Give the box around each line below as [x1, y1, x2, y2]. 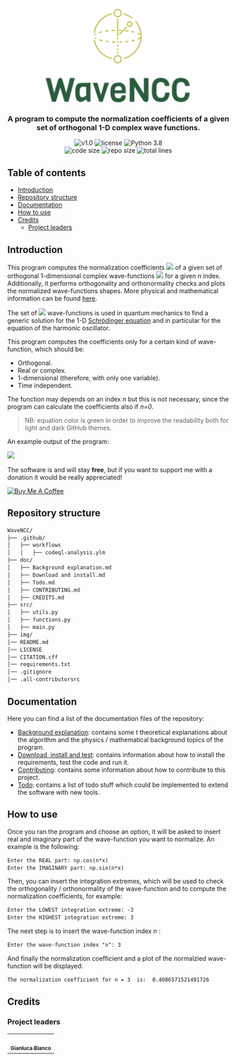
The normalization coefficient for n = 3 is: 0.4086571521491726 [7, 976, 210, 984]
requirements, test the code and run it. [17, 758, 129, 766]
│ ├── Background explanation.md [7, 564, 112, 571]
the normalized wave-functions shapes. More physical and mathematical [7, 286, 218, 295]
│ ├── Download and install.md [7, 571, 106, 578]
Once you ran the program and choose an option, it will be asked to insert [7, 827, 221, 836]
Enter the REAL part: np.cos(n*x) [7, 857, 109, 864]
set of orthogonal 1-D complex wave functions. [36, 122, 201, 132]
